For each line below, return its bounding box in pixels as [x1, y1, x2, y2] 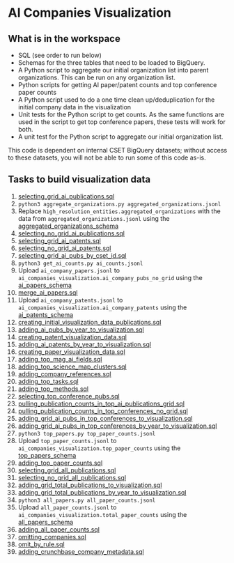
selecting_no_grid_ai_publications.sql [17, 229, 125, 238]
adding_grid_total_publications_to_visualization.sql [17, 481, 162, 489]
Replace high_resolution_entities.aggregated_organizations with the [17, 207, 221, 215]
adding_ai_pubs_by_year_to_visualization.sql [17, 325, 145, 334]
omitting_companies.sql [17, 532, 86, 541]
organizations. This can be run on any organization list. [17, 73, 176, 82]
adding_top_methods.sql [17, 385, 89, 393]
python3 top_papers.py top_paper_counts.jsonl [17, 430, 156, 437]
